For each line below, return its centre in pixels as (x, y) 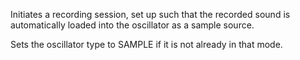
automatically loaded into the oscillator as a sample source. (132, 25)
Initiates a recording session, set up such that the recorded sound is (150, 14)
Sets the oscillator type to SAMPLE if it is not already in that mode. (146, 44)
